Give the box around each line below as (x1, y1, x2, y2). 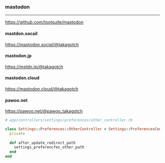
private (9, 131, 26, 136)
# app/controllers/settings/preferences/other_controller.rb (5, 118, 133, 123)
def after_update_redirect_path (9, 140, 76, 145)
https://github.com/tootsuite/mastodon (5, 19, 83, 25)
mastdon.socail (5, 31, 38, 36)
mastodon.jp (5, 53, 32, 59)
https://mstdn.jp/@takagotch (5, 64, 63, 69)
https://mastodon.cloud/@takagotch (5, 86, 79, 92)
